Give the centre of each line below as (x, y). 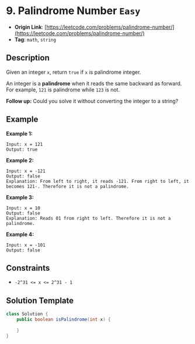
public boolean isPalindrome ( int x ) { (64, 320)
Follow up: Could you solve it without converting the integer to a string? (92, 101)
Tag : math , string (35, 39)
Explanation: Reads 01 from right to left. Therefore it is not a (88, 218)
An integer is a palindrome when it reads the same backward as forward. (94, 83)
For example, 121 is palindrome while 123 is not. (63, 90)
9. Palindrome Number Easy (73, 11)
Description (28, 58)
